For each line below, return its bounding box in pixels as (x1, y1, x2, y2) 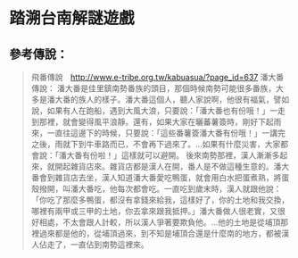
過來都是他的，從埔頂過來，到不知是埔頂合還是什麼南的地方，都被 (38, 229, 282, 238)
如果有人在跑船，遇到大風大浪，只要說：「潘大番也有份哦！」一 (46, 105, 278, 116)
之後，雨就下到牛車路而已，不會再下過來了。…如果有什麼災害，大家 (30, 139, 281, 149)
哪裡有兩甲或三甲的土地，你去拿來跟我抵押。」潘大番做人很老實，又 (30, 206, 278, 216)
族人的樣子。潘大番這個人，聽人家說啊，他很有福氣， (78, 95, 274, 104)
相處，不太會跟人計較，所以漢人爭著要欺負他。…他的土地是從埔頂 (38, 217, 281, 228)
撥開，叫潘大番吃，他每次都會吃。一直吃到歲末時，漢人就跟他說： (38, 184, 282, 194)
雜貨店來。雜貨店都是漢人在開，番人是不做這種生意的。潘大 (70, 162, 290, 171)
